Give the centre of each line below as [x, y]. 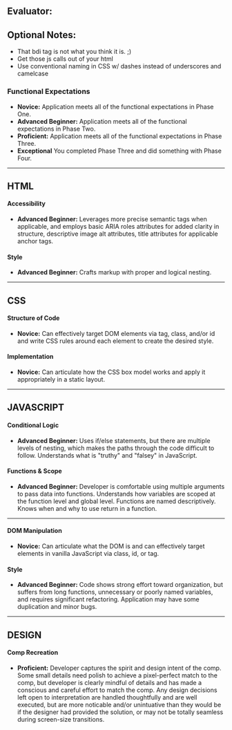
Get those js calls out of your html [65, 59]
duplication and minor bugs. [57, 607]
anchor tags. [35, 241]
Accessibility [27, 204]
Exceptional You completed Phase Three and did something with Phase [119, 151]
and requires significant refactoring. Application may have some [108, 599]
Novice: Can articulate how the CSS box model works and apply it [111, 372]
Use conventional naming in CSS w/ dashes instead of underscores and [119, 66]
